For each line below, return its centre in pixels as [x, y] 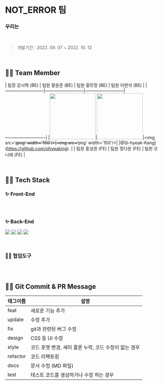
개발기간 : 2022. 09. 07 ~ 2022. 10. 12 [54, 48]
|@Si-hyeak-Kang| [137, 143]
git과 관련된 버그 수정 [54, 329]
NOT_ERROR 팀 [36, 10]
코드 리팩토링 [45, 357]
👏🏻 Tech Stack [28, 180]
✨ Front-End [20, 194]
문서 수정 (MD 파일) [52, 366]
